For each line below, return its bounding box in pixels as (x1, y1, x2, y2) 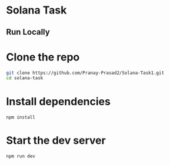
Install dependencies (6, 95, 111, 109)
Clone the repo (6, 50, 80, 63)
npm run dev (6, 153, 35, 159)
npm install (6, 115, 35, 120)
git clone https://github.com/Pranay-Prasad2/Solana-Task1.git (6, 70, 165, 76)
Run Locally (6, 27, 50, 37)
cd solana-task (6, 75, 44, 81)
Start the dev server (6, 134, 106, 147)
